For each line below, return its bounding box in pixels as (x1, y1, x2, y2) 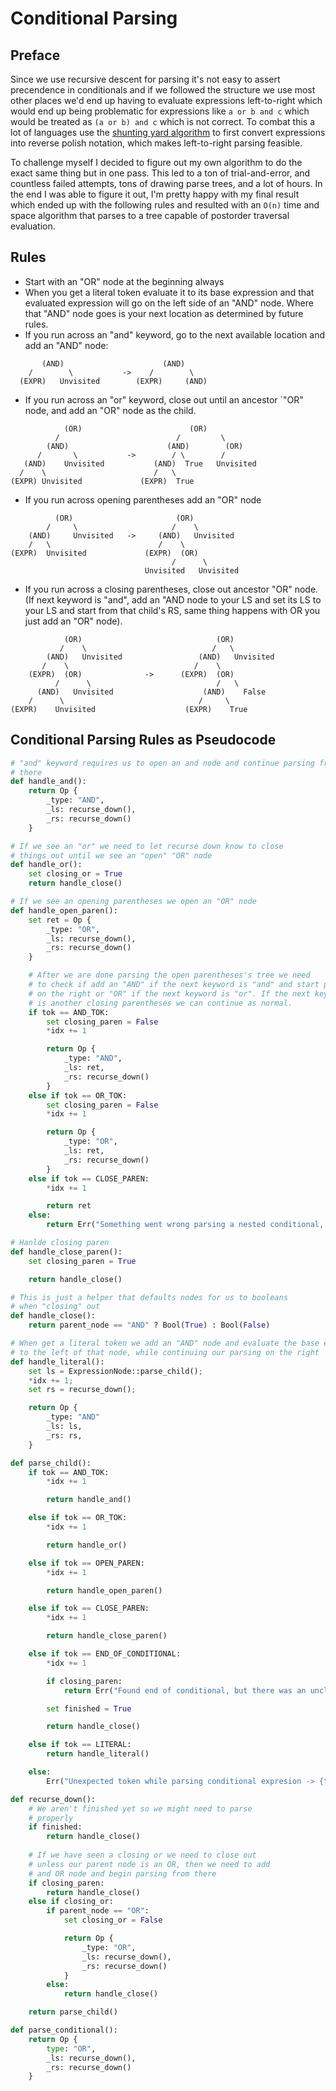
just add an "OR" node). (24, 615, 123, 627)
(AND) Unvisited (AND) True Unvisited (23, 458, 257, 469)
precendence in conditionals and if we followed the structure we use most (10, 84, 316, 96)
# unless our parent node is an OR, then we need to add (28, 1859, 271, 1869)
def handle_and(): (10, 777, 87, 787)
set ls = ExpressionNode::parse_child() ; (28, 1366, 203, 1376)
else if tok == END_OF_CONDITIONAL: (28, 1649, 182, 1659)
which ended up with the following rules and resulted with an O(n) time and (10, 199, 320, 211)
